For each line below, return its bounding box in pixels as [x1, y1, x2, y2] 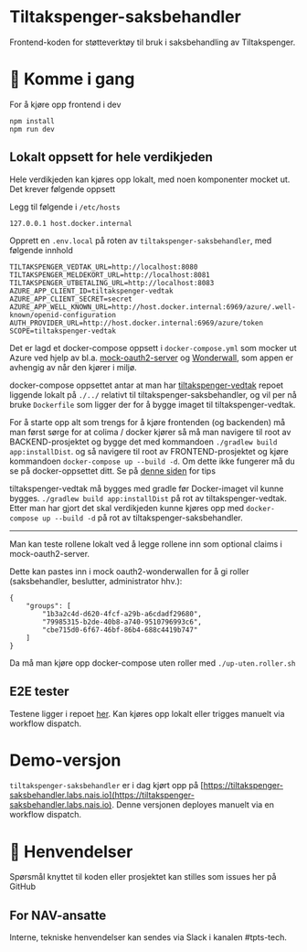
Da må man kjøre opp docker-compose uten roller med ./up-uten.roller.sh [9, 657, 296, 669]
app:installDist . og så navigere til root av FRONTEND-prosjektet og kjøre [9, 445, 290, 456]
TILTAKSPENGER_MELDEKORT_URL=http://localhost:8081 [9, 270, 210, 280]
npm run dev [9, 124, 55, 134]
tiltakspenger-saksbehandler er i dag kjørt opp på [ [9, 780, 204, 791]
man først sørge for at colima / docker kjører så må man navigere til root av [9, 426, 291, 437]
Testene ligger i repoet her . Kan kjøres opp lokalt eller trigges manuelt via [9, 708, 285, 719]
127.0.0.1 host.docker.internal [9, 219, 132, 228]
